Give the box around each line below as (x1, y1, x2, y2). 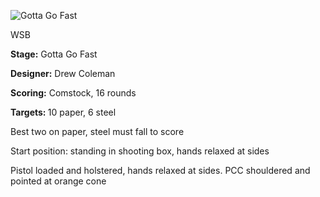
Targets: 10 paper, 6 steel (10, 106, 117, 118)
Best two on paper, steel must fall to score (10, 126, 185, 137)
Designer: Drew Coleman (10, 68, 116, 79)
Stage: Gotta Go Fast (10, 48, 98, 60)
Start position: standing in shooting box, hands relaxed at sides (10, 145, 270, 157)
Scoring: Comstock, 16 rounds (10, 87, 137, 99)
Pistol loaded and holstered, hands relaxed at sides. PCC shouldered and (10, 165, 311, 176)
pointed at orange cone (10, 175, 107, 187)
